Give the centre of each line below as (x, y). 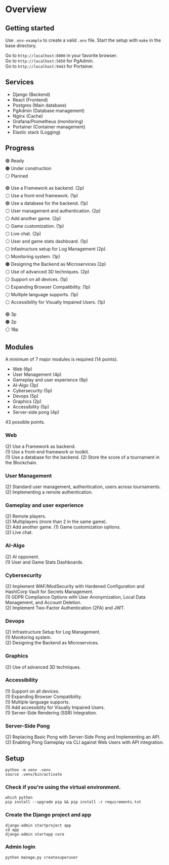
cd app (12, 830)
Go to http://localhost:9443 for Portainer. (50, 66)
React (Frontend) (30, 99)
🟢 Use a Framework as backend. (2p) (45, 188)
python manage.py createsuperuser (42, 857)
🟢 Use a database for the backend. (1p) (47, 203)
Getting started (30, 28)
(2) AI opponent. (22, 557)
